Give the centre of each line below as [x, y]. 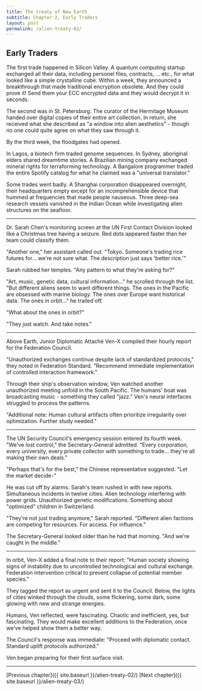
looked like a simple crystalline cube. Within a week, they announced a [94, 80]
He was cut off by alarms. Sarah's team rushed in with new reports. [90, 488]
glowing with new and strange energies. [56, 604]
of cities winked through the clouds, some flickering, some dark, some [93, 597]
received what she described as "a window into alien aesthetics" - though [98, 124]
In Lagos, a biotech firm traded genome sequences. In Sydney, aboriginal [97, 153]
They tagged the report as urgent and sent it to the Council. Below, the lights [101, 591]
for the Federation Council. [39, 348]
